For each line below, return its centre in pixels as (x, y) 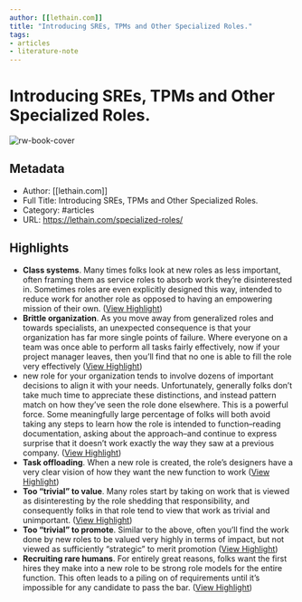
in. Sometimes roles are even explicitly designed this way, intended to (152, 289)
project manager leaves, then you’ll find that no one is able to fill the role (157, 356)
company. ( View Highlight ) (72, 453)
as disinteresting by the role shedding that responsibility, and (136, 501)
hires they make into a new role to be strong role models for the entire (152, 568)
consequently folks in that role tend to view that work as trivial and (146, 510)
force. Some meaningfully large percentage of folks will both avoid (146, 414)
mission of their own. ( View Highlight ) (92, 308)
